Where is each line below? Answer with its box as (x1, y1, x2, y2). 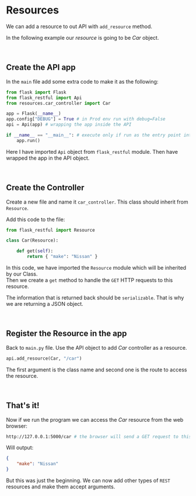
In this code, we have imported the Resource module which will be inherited (6, 264, 187, 271)
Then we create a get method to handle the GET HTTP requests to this (6, 277, 173, 284)
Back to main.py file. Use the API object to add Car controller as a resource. (6, 344, 187, 351)
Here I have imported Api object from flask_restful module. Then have (6, 148, 178, 155)
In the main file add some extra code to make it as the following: (6, 78, 159, 85)
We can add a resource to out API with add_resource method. (6, 23, 153, 30)
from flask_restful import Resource (6, 227, 95, 233)
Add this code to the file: (6, 216, 65, 223)
